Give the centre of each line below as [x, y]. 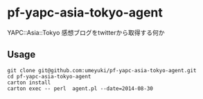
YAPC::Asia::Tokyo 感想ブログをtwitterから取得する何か [86, 32]
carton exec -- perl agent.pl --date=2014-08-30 [80, 88]
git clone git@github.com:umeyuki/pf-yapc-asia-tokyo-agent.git [102, 70]
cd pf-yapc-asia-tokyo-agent [49, 76]
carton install [29, 82]
